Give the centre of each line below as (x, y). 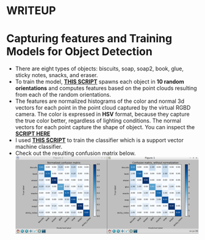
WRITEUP (31, 11)
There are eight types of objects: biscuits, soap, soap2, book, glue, (99, 69)
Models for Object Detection (79, 52)
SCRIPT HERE (33, 134)
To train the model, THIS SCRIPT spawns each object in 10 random (99, 82)
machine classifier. (39, 147)
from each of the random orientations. (63, 95)
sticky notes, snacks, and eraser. (56, 75)
